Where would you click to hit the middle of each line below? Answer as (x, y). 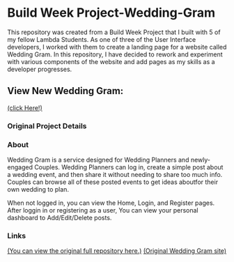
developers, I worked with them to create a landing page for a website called (117, 47)
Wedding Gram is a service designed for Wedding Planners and (98, 160)
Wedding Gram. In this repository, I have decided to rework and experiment (115, 54)
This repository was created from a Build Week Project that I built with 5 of (114, 32)
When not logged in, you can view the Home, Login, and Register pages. (111, 203)
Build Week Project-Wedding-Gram (111, 13)
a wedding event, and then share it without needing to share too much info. (115, 174)
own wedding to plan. (38, 189)
